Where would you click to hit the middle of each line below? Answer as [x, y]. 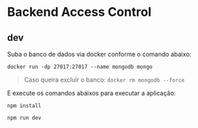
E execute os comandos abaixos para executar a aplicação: [91, 93]
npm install [24, 106]
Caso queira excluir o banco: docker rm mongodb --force [104, 80]
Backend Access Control [79, 12]
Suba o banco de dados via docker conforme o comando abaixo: [99, 54]
